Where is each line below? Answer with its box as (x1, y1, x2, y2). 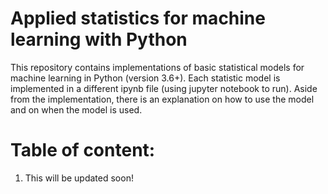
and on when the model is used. (10, 103, 143, 116)
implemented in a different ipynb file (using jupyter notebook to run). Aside (10, 82, 318, 94)
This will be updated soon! (24, 172, 134, 184)
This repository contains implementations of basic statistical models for (10, 61, 305, 73)
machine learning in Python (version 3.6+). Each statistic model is (10, 72, 281, 84)
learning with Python (10, 28, 188, 51)
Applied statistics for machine (10, 7, 266, 30)
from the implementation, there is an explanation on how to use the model (10, 93, 315, 105)
